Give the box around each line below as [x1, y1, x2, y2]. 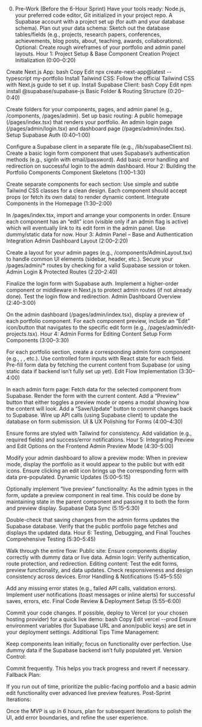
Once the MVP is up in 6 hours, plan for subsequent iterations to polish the [6, 708, 192, 714]
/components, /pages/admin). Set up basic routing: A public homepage [6, 112, 183, 119]
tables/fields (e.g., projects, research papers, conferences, [14, 31, 162, 38]
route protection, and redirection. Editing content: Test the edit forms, [6, 560, 179, 567]
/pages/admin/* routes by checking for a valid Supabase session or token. [6, 262, 191, 269]
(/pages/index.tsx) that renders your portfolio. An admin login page [6, 119, 173, 126]
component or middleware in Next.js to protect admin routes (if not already [6, 287, 192, 293]
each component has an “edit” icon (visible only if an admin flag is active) [6, 218, 189, 225]
